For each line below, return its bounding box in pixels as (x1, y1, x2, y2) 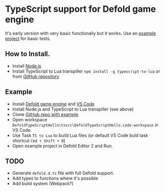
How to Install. (5, 50, 50, 58)
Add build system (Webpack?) (12, 181, 74, 187)
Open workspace (12, 116, 48, 122)
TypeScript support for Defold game (5, 3, 156, 15)
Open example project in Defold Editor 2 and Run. (12, 143, 113, 149)
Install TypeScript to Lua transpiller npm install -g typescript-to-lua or (12, 68, 161, 74)
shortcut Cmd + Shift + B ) (12, 137, 66, 144)
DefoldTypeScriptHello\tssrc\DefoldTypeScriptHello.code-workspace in (12, 122, 159, 128)
